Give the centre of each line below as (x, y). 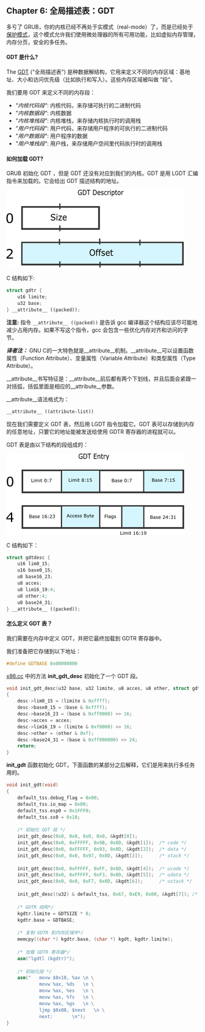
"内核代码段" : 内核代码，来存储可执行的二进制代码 (78, 106)
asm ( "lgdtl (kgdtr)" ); (46, 959)
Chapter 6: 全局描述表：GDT (60, 11)
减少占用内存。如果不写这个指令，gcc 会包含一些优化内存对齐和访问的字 (97, 330)
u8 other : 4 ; (32, 596)
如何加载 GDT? (25, 159)
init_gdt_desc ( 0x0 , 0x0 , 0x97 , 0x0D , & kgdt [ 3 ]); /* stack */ (103, 856)
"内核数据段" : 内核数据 (43, 113)
